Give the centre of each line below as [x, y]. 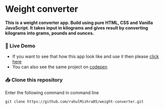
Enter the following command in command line [52, 92]
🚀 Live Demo [20, 46]
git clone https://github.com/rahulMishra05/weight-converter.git [74, 102]
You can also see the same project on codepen [60, 67]
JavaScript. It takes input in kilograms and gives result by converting [77, 27]
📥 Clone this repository [34, 80]
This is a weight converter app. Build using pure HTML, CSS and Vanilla [79, 23]
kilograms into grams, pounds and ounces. [50, 33]
